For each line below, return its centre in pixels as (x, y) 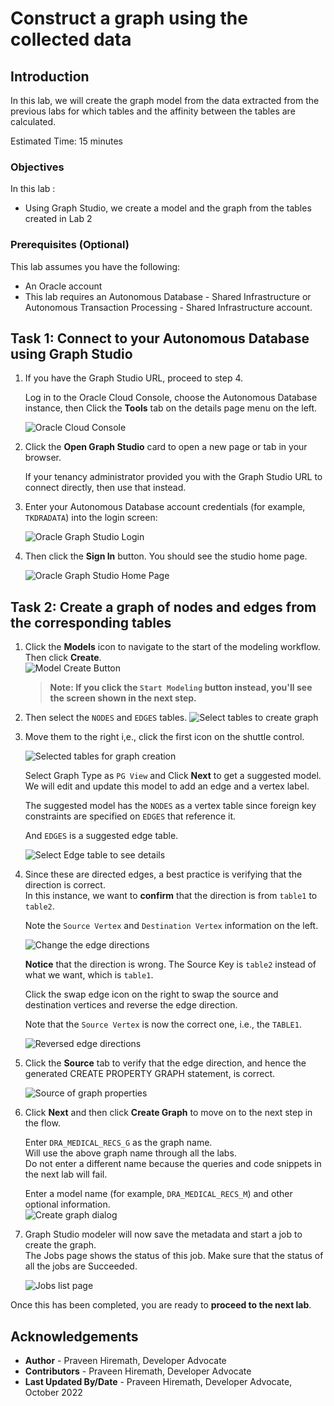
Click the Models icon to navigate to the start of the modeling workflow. (172, 647)
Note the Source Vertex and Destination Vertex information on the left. (171, 926)
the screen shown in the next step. (123, 698)
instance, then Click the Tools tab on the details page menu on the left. (171, 408)
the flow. (42, 1123)
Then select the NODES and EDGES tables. (106, 718)
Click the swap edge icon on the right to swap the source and (151, 994)
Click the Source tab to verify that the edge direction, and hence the (165, 1063)
